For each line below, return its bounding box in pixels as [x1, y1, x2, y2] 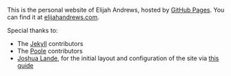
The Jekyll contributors [17, 40, 84, 47]
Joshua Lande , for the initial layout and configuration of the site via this [17, 54, 219, 62]
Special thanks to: [7, 27, 59, 34]
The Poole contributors [17, 47, 83, 55]
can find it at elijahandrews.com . [7, 13, 100, 21]
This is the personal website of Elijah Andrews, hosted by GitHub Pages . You [7, 6, 225, 14]
